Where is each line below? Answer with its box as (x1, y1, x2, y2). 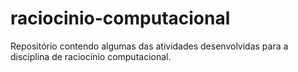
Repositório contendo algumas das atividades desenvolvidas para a (10, 40, 289, 52)
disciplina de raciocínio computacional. (10, 50, 172, 62)
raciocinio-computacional (10, 7, 231, 30)
